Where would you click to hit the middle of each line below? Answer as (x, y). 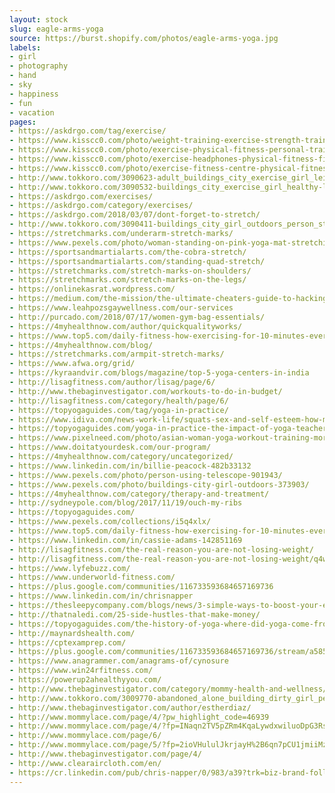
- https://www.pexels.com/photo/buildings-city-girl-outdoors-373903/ (159, 484)
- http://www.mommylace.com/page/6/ (85, 736)
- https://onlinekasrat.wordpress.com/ (92, 289)
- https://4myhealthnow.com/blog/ (81, 345)
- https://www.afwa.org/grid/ (72, 364)
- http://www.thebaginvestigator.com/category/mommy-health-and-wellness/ (168, 689)
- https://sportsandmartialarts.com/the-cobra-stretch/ (128, 252)
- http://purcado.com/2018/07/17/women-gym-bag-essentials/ (137, 317)
